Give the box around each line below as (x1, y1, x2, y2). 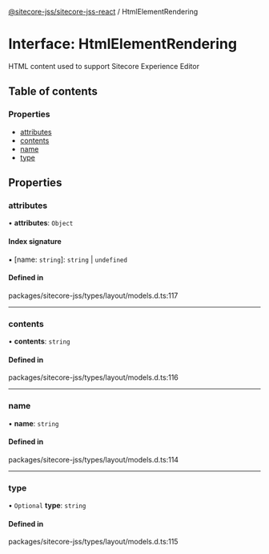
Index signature (8, 236, 62, 246)
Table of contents (8, 84, 98, 99)
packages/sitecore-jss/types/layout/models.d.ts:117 (8, 291, 179, 300)
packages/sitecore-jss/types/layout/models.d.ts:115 (8, 537, 179, 547)
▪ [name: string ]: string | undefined (8, 255, 128, 264)
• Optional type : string (8, 501, 86, 511)
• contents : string (8, 336, 70, 346)
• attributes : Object (8, 218, 74, 228)
